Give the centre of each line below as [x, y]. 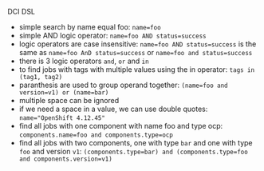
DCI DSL [22, 12]
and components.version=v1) [65, 159]
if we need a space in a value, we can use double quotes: [113, 109]
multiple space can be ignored [69, 100]
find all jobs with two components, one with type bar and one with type [136, 143]
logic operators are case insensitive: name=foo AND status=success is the [138, 44]
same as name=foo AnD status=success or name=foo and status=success [136, 52]
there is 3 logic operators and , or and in [84, 61]
